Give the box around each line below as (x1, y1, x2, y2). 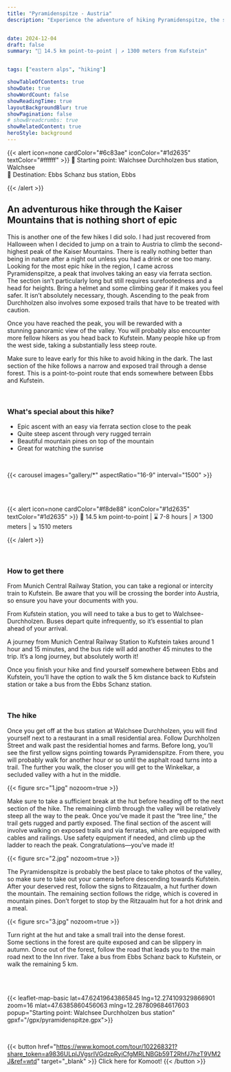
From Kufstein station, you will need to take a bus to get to (7, 610, 172, 618)
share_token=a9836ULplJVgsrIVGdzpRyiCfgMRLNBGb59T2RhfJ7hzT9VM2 (7, 1049, 221, 1058)
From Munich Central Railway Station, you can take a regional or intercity (7, 582, 213, 590)
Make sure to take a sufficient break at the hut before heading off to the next (7, 797, 224, 805)
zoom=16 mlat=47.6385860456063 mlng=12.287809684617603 (7, 1001, 189, 1009)
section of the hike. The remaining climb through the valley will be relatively (7, 804, 221, 812)
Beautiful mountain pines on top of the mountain (16, 437, 154, 445)
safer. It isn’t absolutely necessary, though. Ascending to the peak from (7, 291, 210, 299)
